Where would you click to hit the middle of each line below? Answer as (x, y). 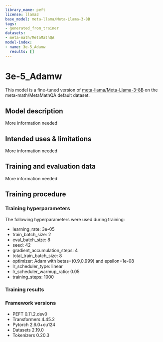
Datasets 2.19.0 (28, 330)
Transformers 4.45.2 (33, 319)
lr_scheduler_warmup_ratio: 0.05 (46, 271)
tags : (11, 24)
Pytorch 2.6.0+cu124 (34, 325)
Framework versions (31, 303)
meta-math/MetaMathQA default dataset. (47, 95)
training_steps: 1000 (33, 277)
